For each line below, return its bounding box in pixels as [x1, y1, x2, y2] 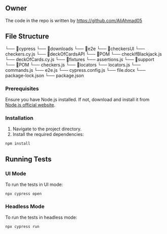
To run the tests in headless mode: [5, 214, 77, 220]
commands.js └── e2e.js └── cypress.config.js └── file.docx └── [5, 67, 146, 73]
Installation [5, 114, 34, 121]
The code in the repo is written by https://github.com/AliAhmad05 [5, 17, 143, 23]
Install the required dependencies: [12, 131, 85, 137]
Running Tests [5, 155, 52, 163]
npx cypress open [5, 191, 42, 196]
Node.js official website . [5, 102, 56, 108]
